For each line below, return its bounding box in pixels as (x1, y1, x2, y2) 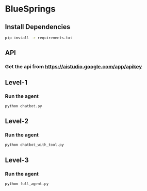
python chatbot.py (5, 103, 42, 108)
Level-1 (5, 78, 28, 87)
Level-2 (5, 117, 29, 125)
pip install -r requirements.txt (5, 35, 73, 40)
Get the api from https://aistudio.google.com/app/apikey (5, 63, 142, 70)
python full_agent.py (5, 181, 49, 186)
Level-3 (5, 156, 29, 164)
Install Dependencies (5, 23, 70, 31)
